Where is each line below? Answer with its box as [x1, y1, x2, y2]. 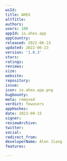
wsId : [5, 7, 17, 13]
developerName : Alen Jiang [5, 139, 62, 144]
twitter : [5, 125, 24, 130]
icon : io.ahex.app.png [5, 87, 53, 93]
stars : [5, 54, 19, 60]
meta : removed [5, 97, 36, 102]
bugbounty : [5, 92, 28, 97]
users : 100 [5, 26, 28, 31]
